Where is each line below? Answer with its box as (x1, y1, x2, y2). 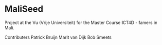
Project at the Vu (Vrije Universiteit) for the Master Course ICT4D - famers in (4, 20, 158, 25)
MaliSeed (4, 3, 43, 15)
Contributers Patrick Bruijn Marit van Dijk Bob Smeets (4, 34, 112, 40)
